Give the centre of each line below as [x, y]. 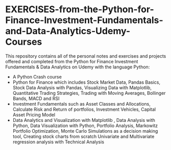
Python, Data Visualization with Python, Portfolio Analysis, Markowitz [85, 126]
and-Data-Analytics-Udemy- [68, 31]
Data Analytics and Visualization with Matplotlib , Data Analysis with [84, 120]
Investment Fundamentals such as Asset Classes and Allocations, [81, 104]
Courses [24, 42]
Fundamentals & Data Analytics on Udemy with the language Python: [78, 67]
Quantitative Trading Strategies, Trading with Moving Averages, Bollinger [89, 93]
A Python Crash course [37, 77]
